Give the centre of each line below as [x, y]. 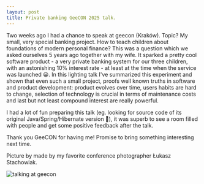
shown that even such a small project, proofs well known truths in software [101, 81]
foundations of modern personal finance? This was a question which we [97, 48]
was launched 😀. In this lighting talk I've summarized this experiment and [99, 74]
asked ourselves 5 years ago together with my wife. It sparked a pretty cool [102, 55]
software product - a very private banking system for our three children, [97, 61]
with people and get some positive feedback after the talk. [80, 125]
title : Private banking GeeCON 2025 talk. [61, 18]
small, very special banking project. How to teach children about [88, 42]
